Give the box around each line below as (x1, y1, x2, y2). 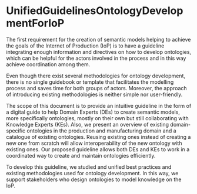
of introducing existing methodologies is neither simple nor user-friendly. (6, 91, 183, 98)
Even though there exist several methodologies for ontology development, (6, 72, 185, 79)
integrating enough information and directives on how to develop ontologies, (6, 48, 192, 55)
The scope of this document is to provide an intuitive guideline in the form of (6, 102, 192, 109)
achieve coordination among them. (6, 60, 91, 68)
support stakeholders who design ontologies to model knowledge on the (6, 176, 182, 183)
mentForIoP (6, 16, 65, 30)
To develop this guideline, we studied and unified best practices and (6, 163, 172, 171)
